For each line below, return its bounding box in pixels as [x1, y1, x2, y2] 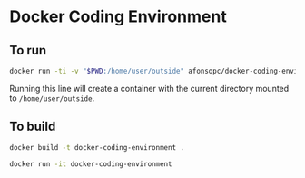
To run [9, 43, 47, 58]
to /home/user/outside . [9, 93, 95, 104]
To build [9, 119, 56, 134]
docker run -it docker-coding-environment [9, 159, 172, 169]
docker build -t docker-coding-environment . [9, 143, 184, 152]
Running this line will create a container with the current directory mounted [9, 83, 290, 94]
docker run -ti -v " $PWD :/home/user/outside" [9, 66, 184, 75]
